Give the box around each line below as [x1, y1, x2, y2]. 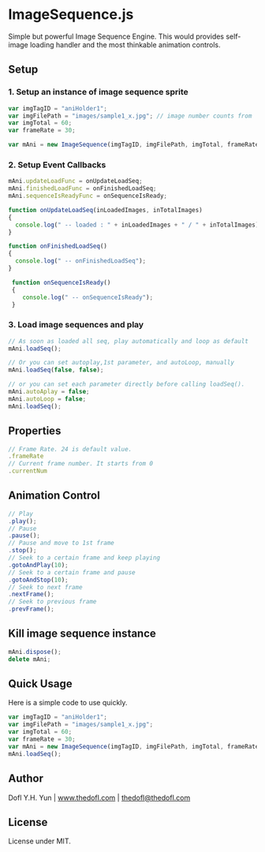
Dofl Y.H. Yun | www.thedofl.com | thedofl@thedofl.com [8, 793, 191, 802]
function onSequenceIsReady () [11, 278, 111, 286]
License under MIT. [8, 836, 71, 846]
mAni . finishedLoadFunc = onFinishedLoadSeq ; [8, 185, 157, 192]
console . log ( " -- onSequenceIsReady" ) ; [22, 293, 154, 301]
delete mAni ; [8, 655, 51, 663]
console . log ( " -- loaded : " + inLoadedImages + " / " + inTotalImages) [15, 221, 259, 229]
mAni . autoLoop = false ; [8, 394, 87, 403]
